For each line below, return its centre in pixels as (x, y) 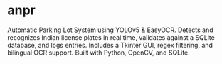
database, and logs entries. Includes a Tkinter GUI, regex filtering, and (110, 45)
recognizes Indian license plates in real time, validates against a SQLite (111, 37)
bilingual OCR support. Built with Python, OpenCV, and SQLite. (99, 53)
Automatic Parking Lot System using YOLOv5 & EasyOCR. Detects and (110, 30)
